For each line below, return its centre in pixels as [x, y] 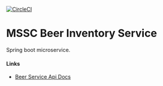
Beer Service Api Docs [43, 77]
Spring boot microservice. [38, 50]
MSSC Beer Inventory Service [82, 33]
